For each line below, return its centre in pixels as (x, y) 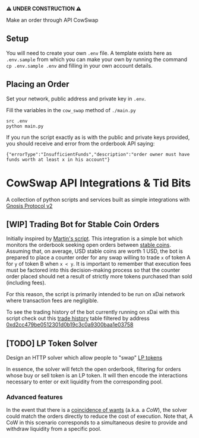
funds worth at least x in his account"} (58, 160)
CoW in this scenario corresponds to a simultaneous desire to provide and (97, 423)
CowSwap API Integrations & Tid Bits (99, 183)
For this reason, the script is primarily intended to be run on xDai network (96, 294)
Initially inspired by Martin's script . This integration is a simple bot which (94, 239)
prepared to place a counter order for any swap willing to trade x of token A (98, 258)
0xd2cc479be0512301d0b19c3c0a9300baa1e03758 (70, 325)
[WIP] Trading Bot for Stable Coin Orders (83, 224)
